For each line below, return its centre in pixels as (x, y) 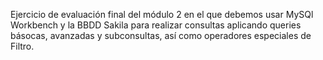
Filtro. (22, 46)
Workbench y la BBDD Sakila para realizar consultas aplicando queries (156, 25)
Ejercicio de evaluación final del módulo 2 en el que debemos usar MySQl (162, 14)
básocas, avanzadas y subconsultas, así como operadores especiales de (161, 35)
